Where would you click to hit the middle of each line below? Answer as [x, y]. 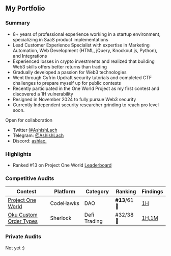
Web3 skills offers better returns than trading [60, 66]
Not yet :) [15, 248]
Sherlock [61, 218]
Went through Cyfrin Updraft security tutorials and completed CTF [82, 77]
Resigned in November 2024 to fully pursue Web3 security [74, 99]
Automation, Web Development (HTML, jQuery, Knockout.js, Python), [85, 50]
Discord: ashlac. [30, 141]
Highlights [18, 154]
